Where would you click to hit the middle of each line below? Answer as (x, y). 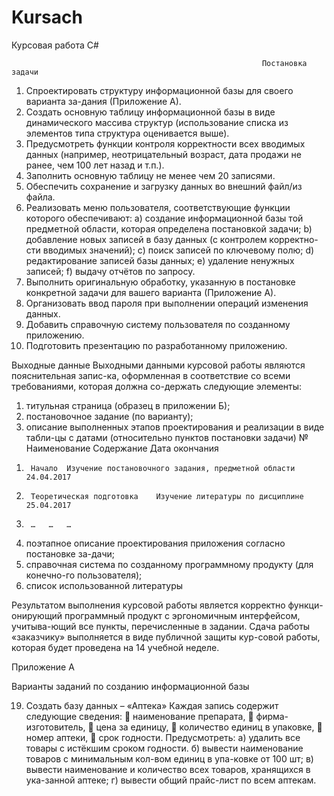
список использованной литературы (104, 585)
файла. (40, 197)
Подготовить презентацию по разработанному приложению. (156, 345)
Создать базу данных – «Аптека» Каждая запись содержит (152, 705)
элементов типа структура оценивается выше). (127, 133)
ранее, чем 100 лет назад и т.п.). (95, 165)
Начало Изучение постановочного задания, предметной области (163, 468)
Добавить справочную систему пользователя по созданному (158, 324)
